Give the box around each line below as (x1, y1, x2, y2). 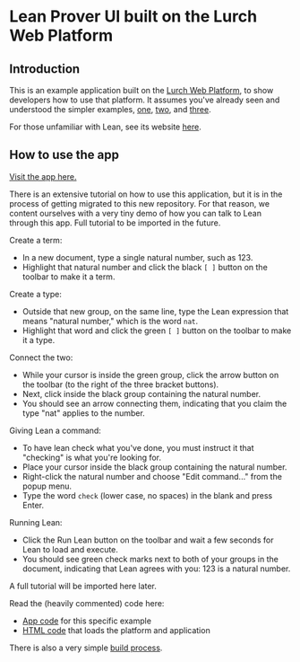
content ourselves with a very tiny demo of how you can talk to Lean (9, 207, 262, 218)
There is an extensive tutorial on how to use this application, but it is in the (9, 189, 283, 199)
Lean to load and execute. (21, 543, 119, 554)
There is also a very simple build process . (9, 642, 163, 653)
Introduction (9, 61, 81, 76)
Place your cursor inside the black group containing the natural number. (21, 461, 287, 472)
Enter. (21, 499, 45, 510)
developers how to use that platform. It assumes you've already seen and (9, 94, 280, 105)
